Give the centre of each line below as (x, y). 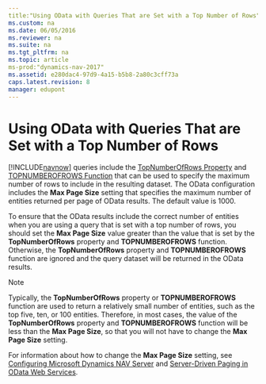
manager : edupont (37, 89)
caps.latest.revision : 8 (49, 82)
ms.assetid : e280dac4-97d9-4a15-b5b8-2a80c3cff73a (93, 75)
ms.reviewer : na (35, 38)
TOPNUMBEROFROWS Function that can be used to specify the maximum (129, 176)
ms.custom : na (32, 23)
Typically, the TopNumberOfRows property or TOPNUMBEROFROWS (122, 298)
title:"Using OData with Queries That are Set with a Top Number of (123, 15)
